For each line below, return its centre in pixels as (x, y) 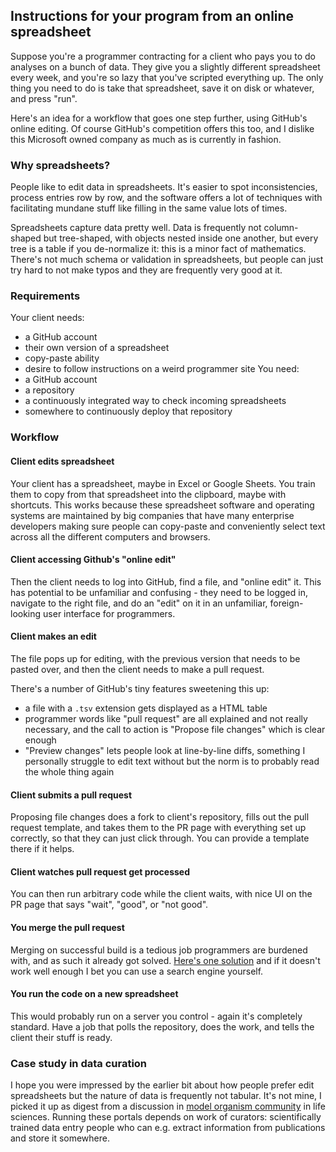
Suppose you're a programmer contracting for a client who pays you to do (163, 56)
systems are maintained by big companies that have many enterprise (152, 515)
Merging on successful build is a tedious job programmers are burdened (159, 950)
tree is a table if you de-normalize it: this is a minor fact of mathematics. (158, 249)
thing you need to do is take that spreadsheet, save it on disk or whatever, (162, 88)
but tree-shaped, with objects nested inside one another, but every (181, 238)
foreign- (286, 603)
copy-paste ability (62, 358)
